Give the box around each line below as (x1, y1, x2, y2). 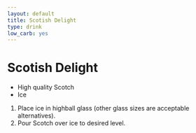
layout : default (7, 10, 55, 17)
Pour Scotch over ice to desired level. (17, 119, 126, 127)
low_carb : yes (7, 29, 49, 37)
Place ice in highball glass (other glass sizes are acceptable (17, 104, 190, 113)
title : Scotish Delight (7, 17, 77, 24)
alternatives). (17, 111, 56, 120)
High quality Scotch (17, 83, 75, 92)
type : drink (7, 23, 42, 30)
